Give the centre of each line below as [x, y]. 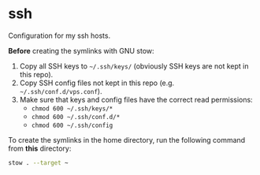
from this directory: [40, 148]
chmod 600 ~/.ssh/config [72, 125]
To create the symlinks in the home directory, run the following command [127, 140]
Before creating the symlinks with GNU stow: [82, 50]
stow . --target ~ [38, 162]
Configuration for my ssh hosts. [59, 35]
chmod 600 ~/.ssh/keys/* [72, 108]
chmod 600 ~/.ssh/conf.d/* [76, 117]
